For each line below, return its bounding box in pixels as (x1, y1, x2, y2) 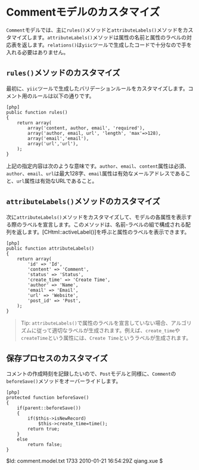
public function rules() (6, 109, 68, 115)
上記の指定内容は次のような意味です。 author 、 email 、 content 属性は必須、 (6, 162, 189, 169)
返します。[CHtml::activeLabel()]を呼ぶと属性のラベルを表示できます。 (16, 228, 190, 236)
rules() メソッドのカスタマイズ (6, 68, 120, 78)
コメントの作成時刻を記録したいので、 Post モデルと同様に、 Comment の (6, 370, 176, 378)
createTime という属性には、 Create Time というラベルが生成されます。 (20, 334, 192, 341)
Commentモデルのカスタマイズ (6, 5, 160, 19)
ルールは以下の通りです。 (32, 92, 95, 99)
